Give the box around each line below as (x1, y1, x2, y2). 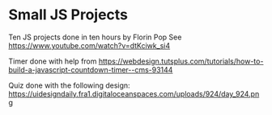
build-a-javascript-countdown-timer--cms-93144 (8, 64, 173, 74)
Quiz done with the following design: (8, 80, 131, 90)
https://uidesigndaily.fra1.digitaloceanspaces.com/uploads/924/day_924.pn (8, 88, 260, 98)
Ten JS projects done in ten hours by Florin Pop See (8, 32, 182, 42)
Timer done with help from (8, 56, 97, 66)
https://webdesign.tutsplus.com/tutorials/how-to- (98, 56, 264, 66)
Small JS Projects (8, 6, 128, 24)
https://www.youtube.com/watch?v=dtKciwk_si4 (8, 40, 171, 50)
